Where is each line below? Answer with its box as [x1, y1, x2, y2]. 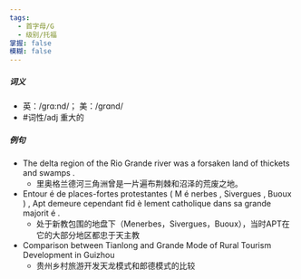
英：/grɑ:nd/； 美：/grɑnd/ [22, 101, 124, 111]
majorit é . [22, 207, 61, 218]
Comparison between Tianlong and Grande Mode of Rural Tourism [22, 240, 272, 251]
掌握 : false [9, 38, 52, 48]
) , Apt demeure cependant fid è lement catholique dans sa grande [22, 198, 272, 209]
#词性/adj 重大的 [22, 112, 84, 123]
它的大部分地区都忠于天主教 [35, 230, 141, 241]
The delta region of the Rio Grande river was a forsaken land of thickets [22, 158, 290, 168]
